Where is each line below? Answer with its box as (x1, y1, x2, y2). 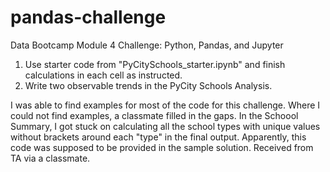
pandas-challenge (10, 6, 167, 29)
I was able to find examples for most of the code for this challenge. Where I (10, 99, 321, 111)
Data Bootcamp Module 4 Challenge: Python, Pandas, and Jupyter (10, 39, 284, 51)
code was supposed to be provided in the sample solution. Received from (10, 141, 314, 153)
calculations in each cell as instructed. (24, 69, 183, 81)
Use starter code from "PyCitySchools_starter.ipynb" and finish (24, 58, 286, 70)
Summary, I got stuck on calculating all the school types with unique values (10, 120, 321, 132)
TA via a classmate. (10, 152, 91, 164)
